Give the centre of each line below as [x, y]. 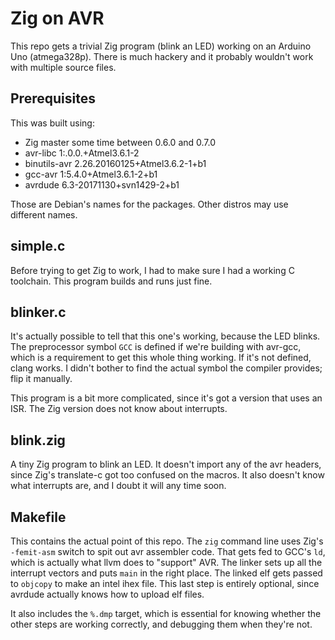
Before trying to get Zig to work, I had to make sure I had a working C [152, 270]
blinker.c [38, 312]
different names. [44, 214]
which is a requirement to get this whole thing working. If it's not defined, [161, 358]
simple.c [38, 246]
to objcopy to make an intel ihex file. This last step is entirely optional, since [165, 583]
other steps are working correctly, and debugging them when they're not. [161, 624]
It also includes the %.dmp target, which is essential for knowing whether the [166, 613]
